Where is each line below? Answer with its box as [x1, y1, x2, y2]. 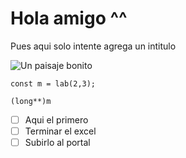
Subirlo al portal [24, 137, 91, 149]
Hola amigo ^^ [10, 7, 128, 30]
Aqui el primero [24, 113, 89, 126]
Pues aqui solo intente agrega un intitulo [10, 40, 177, 52]
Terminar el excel [24, 125, 97, 137]
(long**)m [10, 96, 52, 106]
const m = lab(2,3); [10, 78, 97, 89]
